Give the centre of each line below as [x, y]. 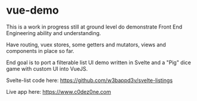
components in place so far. [40, 50]
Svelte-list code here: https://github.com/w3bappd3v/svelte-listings [90, 80]
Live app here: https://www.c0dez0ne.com [59, 91]
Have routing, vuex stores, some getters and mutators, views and [86, 45]
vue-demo [33, 10]
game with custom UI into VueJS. [47, 68]
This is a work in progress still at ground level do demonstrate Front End [94, 27]
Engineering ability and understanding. [54, 33]
